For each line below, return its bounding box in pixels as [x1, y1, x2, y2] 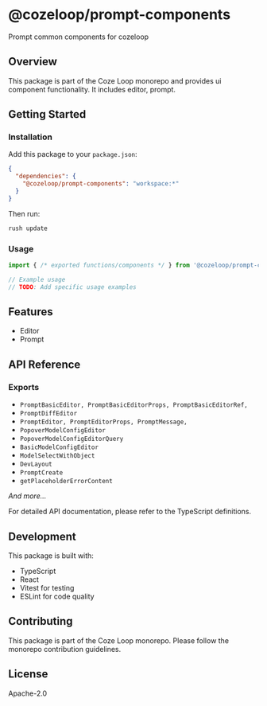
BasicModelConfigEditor [19, 443, 99, 451]
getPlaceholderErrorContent [19, 478, 113, 486]
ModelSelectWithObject [19, 452, 95, 460]
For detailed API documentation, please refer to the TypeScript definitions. [8, 507, 252, 517]
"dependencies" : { [15, 173, 77, 181]
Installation [8, 131, 53, 142]
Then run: [8, 209, 41, 218]
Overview [8, 55, 58, 68]
